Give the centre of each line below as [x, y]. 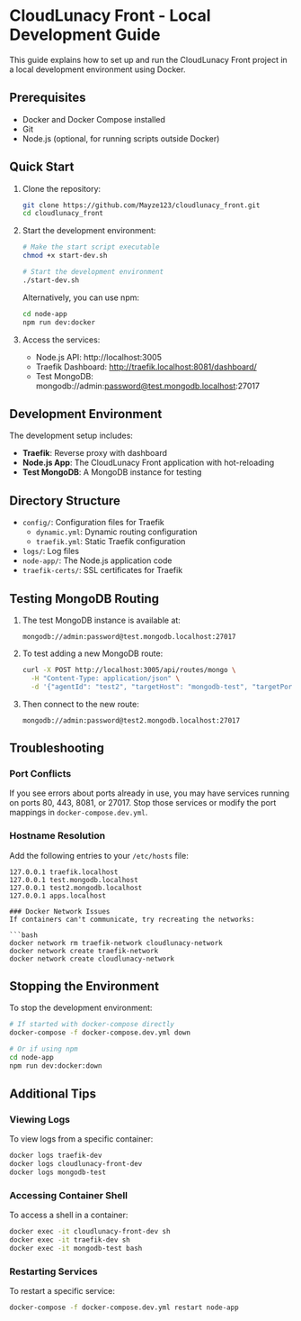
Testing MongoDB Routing [84, 599]
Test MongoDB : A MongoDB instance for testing [112, 472]
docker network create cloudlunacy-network [92, 959]
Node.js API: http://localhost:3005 [98, 357]
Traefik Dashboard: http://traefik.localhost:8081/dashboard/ [146, 367]
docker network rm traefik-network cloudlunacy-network [116, 943]
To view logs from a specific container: [81, 1139]
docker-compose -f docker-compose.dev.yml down [100, 1033]
